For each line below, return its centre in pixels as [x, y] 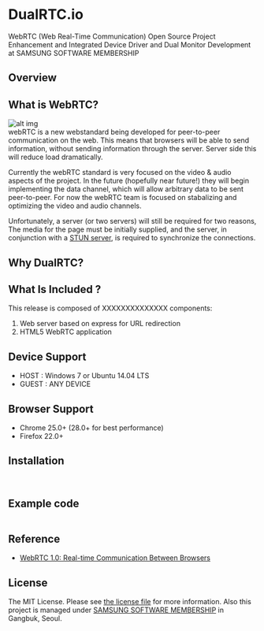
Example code [44, 504]
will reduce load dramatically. [56, 157]
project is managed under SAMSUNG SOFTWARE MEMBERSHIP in [116, 610]
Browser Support [51, 408]
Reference [34, 538]
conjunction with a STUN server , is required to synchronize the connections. [132, 238]
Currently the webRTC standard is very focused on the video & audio [120, 173]
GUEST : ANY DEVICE [55, 384]
